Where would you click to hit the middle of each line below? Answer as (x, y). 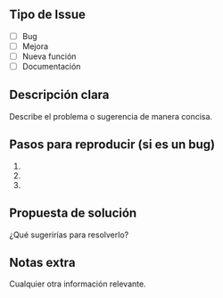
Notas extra (42, 262)
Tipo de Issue (48, 15)
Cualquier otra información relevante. (78, 284)
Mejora (35, 46)
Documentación (51, 66)
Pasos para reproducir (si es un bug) (112, 145)
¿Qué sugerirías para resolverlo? (69, 235)
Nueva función (49, 56)
